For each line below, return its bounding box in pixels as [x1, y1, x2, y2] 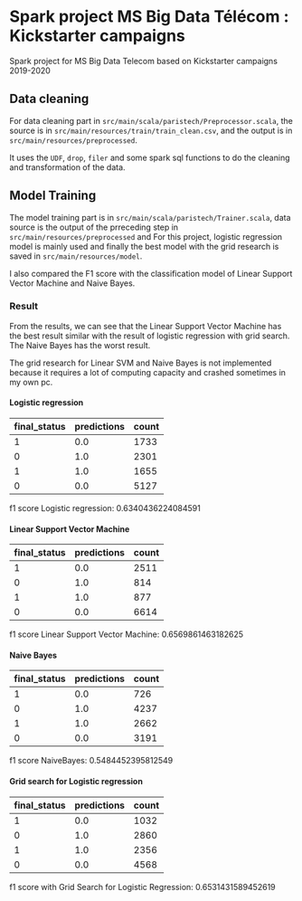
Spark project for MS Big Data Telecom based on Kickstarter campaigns [9, 55, 278, 66]
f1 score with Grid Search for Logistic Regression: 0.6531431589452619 [9, 881, 276, 892]
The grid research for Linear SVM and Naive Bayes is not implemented [9, 357, 272, 368]
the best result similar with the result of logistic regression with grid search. [9, 330, 290, 341]
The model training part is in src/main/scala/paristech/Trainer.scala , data [9, 212, 291, 223]
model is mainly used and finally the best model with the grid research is [9, 241, 279, 251]
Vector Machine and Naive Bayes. [9, 278, 136, 289]
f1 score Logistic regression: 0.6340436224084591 [9, 503, 201, 514]
